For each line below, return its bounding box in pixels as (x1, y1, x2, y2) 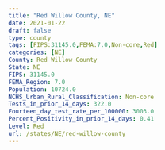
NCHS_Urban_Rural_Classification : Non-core (8, 93, 155, 101)
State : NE (8, 63, 41, 71)
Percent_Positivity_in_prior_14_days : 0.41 (8, 115, 155, 123)
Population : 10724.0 (8, 85, 77, 94)
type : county (8, 33, 52, 42)
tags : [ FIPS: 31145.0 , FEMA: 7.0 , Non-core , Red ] (8, 41, 158, 49)
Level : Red (8, 122, 44, 130)
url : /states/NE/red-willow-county (8, 129, 126, 137)
